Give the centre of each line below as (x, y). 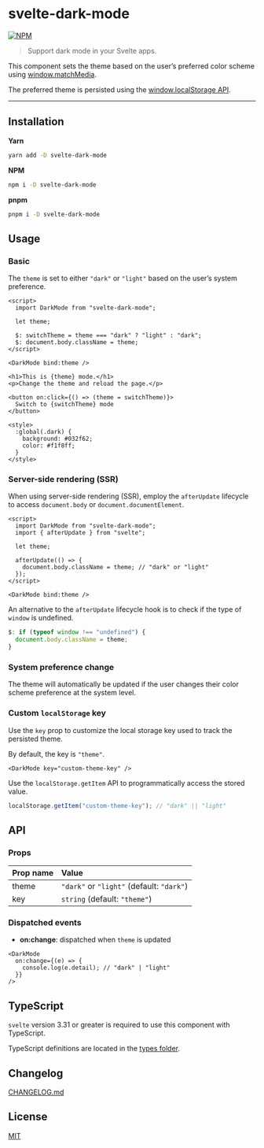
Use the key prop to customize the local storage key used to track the (121, 730)
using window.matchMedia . (52, 74)
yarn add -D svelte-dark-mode (58, 155)
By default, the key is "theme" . (56, 754)
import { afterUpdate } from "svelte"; (81, 533)
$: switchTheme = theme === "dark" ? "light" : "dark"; (108, 335)
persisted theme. (35, 739)
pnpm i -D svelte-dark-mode (54, 214)
